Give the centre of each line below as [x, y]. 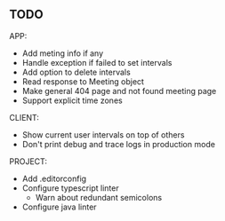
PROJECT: [28, 161]
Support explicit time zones [72, 100]
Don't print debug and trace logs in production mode [119, 144]
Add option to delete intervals [76, 72]
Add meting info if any [63, 53]
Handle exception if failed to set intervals [97, 62]
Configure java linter [59, 207]
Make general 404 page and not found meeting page [119, 91]
